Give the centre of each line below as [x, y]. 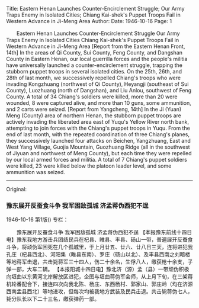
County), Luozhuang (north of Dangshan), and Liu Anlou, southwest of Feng [99, 90]
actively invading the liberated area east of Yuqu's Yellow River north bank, [98, 122]
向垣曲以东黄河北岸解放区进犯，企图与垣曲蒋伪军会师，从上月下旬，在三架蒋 [99, 277]
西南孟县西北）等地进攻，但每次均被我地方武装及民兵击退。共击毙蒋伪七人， [99, 291]
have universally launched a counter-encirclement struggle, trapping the [94, 65]
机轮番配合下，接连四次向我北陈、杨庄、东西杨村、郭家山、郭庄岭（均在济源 [99, 284]
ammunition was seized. [36, 172]
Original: [17, 189]
